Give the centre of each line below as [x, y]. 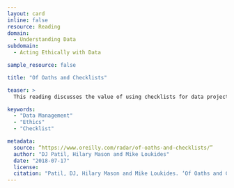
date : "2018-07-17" [42, 161]
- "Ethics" [29, 123]
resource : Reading [34, 26]
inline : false [28, 20]
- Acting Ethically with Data [57, 53]
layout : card [26, 14]
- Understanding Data [45, 40]
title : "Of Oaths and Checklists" [57, 77]
